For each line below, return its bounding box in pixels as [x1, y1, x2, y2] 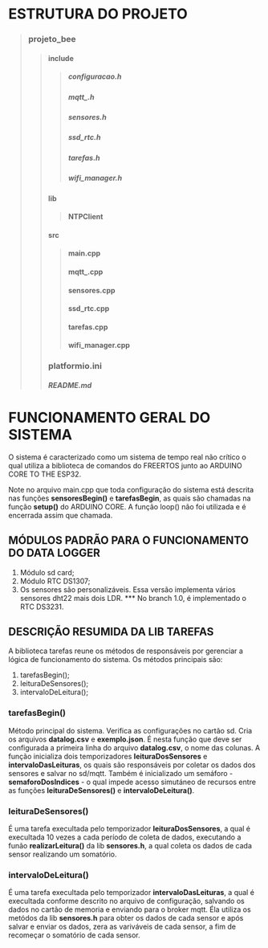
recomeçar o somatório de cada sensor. [8, 930, 140, 940]
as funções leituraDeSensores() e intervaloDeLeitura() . [8, 785, 195, 795]
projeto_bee [27, 34, 76, 45]
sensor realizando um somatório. [8, 849, 118, 859]
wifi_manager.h [67, 174, 123, 183]
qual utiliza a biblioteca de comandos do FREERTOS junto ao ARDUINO [8, 460, 242, 470]
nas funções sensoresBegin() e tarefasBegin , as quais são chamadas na [8, 493, 251, 503]
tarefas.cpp [67, 322, 108, 332]
